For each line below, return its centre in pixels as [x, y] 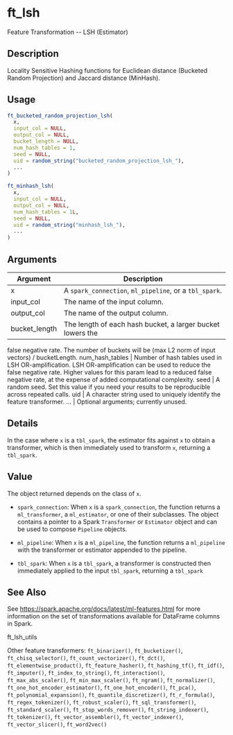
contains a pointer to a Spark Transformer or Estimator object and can [117, 521]
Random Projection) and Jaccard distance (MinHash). [84, 78]
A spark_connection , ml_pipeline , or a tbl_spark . [143, 291]
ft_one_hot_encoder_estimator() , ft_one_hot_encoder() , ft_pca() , [102, 687]
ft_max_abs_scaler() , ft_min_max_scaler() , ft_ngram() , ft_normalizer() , [111, 680]
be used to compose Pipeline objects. [72, 529]
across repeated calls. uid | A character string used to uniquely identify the [114, 394]
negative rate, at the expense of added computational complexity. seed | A [114, 380]
